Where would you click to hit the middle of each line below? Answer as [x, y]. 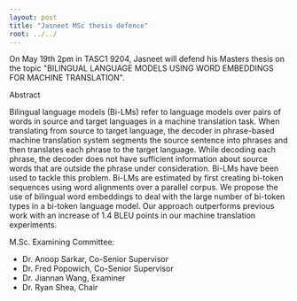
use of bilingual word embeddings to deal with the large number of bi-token [147, 197]
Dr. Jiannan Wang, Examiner [74, 278]
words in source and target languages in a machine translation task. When [145, 121]
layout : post [33, 17]
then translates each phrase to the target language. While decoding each [143, 150]
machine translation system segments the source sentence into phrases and [148, 140]
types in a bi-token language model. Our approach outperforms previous [142, 206]
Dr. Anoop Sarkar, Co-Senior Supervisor [95, 259]
